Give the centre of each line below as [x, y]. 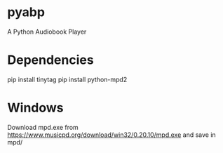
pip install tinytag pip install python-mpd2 [67, 79]
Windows [35, 108]
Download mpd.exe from [43, 127]
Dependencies [50, 60]
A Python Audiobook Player [47, 32]
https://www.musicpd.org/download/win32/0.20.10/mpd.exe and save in [111, 135]
